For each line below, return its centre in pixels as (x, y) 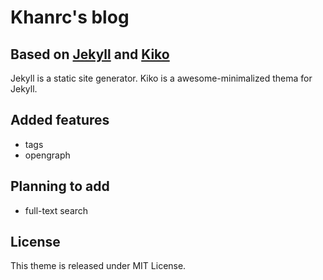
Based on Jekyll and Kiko (90, 54)
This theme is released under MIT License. (98, 266)
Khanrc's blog (70, 17)
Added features (60, 120)
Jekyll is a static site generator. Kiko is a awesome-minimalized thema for (161, 78)
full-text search (56, 210)
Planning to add (60, 186)
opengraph (47, 155)
